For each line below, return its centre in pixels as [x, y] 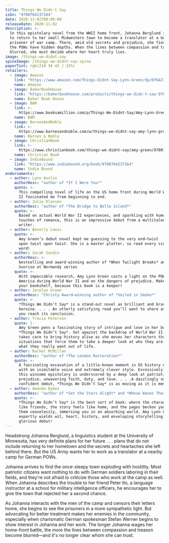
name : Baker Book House [39, 99]
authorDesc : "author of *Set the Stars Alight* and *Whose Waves [84, 393]
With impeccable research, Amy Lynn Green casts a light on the [87, 276]
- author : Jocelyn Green [36, 290]
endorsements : [20, 173]
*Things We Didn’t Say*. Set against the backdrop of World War [87, 332]
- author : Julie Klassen [36, 202]
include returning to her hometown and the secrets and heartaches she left [83, 446]
